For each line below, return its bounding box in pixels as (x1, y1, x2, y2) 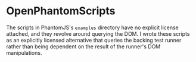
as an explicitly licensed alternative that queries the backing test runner (6, 36, 182, 44)
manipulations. (6, 49, 42, 56)
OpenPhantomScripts (6, 4, 116, 18)
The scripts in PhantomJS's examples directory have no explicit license (6, 24, 179, 31)
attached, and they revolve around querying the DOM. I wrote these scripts (6, 30, 190, 37)
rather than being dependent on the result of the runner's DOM (6, 43, 161, 50)
